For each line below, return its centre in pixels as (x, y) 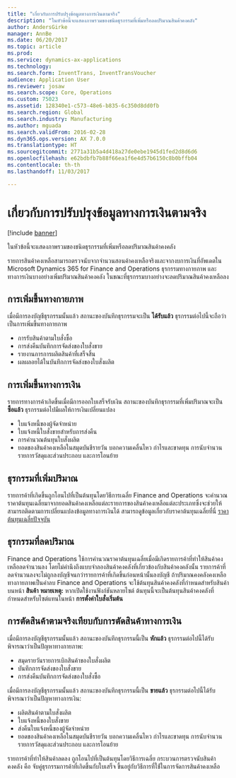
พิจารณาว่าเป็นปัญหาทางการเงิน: (44, 698)
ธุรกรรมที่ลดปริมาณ (41, 542)
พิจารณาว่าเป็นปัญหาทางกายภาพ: (45, 646)
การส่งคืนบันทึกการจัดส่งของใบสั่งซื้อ (59, 676)
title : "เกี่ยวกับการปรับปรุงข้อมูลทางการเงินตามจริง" (64, 14)
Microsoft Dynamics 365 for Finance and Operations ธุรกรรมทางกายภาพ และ (112, 269)
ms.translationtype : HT (42, 146)
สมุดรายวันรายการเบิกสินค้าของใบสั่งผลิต (64, 660)
